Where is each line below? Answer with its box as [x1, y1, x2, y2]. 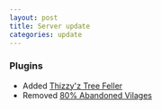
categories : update [9, 30, 83, 39]
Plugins [9, 60, 43, 72]
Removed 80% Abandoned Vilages [22, 89, 153, 100]
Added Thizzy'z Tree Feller [22, 80, 123, 91]
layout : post [9, 13, 58, 23]
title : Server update [9, 22, 91, 31]
